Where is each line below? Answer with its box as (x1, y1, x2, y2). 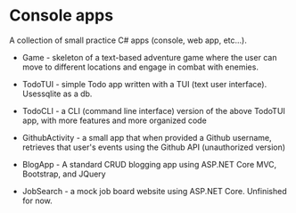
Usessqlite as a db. (21, 88, 93, 99)
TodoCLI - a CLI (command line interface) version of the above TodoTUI (21, 105, 285, 116)
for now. (21, 195, 53, 206)
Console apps (9, 5, 114, 26)
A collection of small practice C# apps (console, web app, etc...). (9, 35, 248, 45)
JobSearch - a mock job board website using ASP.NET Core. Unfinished (21, 185, 287, 196)
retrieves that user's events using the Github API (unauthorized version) (21, 142, 286, 152)
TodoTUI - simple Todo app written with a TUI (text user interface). (21, 78, 267, 89)
